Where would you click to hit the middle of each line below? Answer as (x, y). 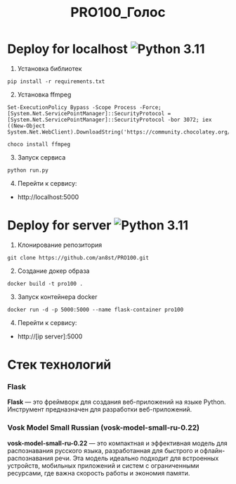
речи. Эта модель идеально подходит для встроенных (137, 458)
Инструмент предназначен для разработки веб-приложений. (100, 409)
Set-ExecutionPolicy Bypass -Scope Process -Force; (84, 107)
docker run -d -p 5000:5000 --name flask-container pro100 (96, 310)
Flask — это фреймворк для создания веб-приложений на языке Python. (117, 402)
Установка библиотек (50, 68)
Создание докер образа (53, 271)
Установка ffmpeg (44, 94)
